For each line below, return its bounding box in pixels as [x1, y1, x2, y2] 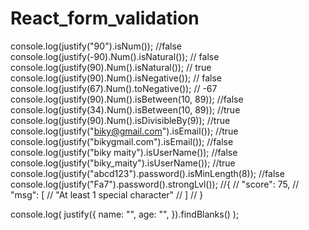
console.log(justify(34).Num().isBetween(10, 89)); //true [10, 103, 241, 116]
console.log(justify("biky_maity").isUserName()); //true [10, 157, 236, 169]
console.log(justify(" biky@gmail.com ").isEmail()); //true [10, 125, 239, 137]
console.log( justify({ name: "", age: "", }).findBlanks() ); [10, 208, 240, 220]
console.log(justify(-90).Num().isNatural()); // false [10, 50, 220, 62]
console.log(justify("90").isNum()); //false [10, 40, 182, 52]
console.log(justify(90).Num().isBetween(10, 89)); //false [10, 93, 244, 105]
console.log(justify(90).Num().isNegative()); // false [10, 72, 223, 84]
